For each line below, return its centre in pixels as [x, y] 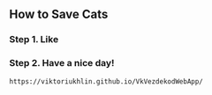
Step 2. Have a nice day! [62, 63]
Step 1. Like [34, 40]
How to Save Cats [59, 15]
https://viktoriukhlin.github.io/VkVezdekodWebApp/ [106, 81]
